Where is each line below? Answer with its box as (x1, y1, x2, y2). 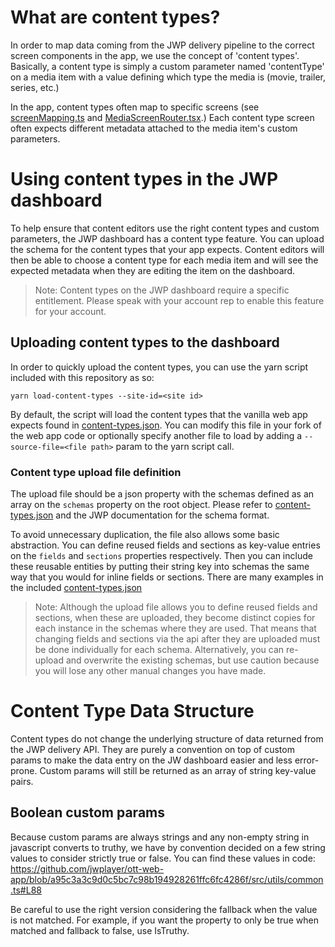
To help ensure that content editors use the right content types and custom (10, 222, 320, 234)
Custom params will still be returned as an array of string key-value (39, 764, 317, 776)
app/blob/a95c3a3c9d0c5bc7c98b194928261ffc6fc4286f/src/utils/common (10, 873, 324, 885)
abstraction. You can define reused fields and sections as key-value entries (10, 539, 321, 551)
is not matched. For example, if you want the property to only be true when (10, 914, 319, 926)
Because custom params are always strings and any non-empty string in (10, 831, 310, 843)
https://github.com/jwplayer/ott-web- (10, 862, 165, 875)
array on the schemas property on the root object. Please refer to (10, 498, 273, 510)
